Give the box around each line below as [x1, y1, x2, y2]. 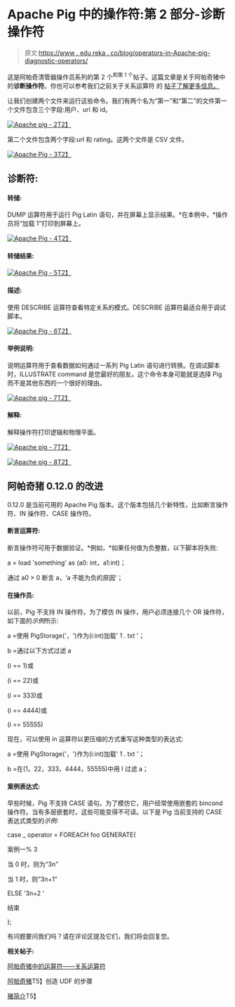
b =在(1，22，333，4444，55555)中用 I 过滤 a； [7, 764, 149, 774]
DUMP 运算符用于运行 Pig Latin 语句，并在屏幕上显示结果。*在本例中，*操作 [7, 210, 228, 219]
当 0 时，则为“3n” [7, 860, 58, 868]
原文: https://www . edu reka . [24, 49, 109, 57]
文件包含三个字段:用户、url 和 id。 [13, 105, 112, 113]
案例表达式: [7, 782, 41, 790]
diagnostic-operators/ [24, 56, 88, 65]
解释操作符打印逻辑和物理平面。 [7, 428, 100, 436]
